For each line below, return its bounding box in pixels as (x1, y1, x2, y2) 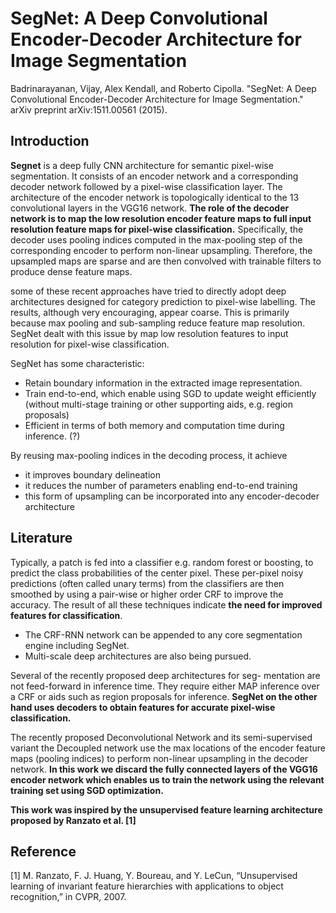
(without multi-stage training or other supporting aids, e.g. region (24, 398, 293, 410)
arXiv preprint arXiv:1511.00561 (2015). (10, 103, 168, 116)
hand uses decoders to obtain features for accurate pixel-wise (10, 701, 276, 713)
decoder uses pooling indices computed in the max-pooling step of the (10, 233, 303, 246)
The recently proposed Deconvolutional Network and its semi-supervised (10, 731, 313, 743)
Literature (10, 530, 73, 547)
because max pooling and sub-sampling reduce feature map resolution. (10, 317, 306, 329)
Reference (10, 843, 77, 860)
